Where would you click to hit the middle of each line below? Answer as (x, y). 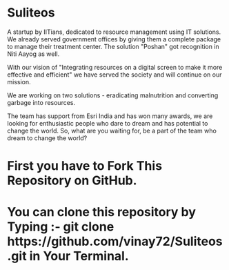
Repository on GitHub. (72, 181)
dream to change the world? (47, 138)
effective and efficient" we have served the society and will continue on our (114, 75)
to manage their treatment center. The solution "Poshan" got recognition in (113, 46)
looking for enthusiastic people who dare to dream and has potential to (108, 123)
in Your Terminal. (79, 256)
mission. (19, 81)
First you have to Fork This (85, 166)
